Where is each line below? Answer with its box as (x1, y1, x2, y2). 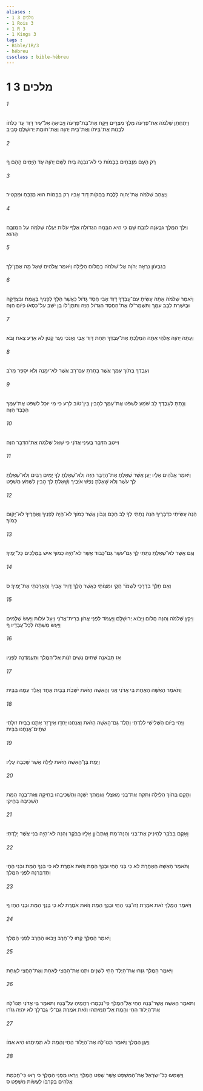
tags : (6, 37, 23, 43)
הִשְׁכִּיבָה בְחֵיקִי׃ (6, 797, 39, 804)
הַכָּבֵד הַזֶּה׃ (6, 406, 29, 413)
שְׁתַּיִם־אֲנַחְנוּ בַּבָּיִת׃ (6, 725, 47, 733)
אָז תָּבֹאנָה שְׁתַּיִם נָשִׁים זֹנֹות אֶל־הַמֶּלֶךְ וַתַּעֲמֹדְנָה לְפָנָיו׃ (6, 654, 121, 661)
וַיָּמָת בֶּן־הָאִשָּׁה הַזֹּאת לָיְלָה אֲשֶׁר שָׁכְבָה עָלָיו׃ (6, 758, 100, 765)
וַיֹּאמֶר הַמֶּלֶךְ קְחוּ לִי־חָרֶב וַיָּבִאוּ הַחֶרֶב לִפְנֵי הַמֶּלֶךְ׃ (6, 934, 111, 941)
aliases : (6, 8, 32, 15)
